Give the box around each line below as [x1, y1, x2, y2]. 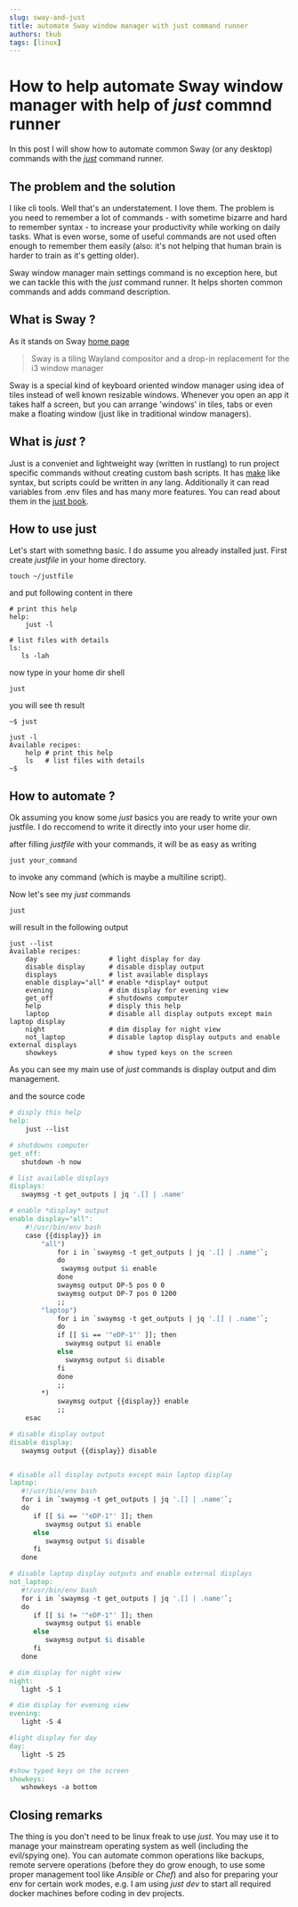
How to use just [9, 522, 97, 537]
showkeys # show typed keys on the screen [25, 1049, 233, 1058]
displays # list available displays [25, 970, 209, 979]
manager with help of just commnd [9, 95, 273, 116]
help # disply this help [25, 1002, 181, 1011]
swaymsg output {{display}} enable [56, 1397, 189, 1406]
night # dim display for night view [25, 1025, 221, 1035]
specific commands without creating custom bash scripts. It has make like [9, 467, 281, 478]
